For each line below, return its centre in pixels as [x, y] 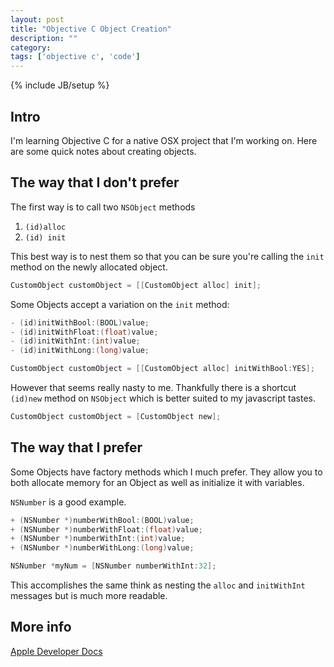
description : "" [44, 38]
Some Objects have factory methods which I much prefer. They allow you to [166, 472]
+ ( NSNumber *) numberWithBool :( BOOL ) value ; [102, 520]
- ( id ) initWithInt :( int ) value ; [75, 341]
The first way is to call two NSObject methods [103, 207]
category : [31, 47]
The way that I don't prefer [95, 182]
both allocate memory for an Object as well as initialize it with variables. [157, 482]
